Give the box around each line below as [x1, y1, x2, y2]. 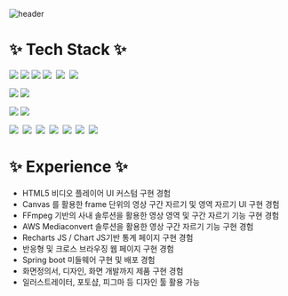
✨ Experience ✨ [9, 156, 129, 177]
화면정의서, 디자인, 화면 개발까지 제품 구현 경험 [21, 265, 184, 276]
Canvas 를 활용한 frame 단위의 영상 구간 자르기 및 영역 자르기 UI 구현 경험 [21, 198, 280, 209]
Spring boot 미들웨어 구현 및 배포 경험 [21, 254, 156, 265]
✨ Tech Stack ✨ [9, 40, 127, 60]
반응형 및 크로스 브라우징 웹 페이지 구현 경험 [21, 243, 175, 253]
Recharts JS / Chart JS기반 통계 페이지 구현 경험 [21, 232, 194, 243]
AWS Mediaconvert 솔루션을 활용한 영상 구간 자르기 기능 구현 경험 [21, 220, 254, 231]
